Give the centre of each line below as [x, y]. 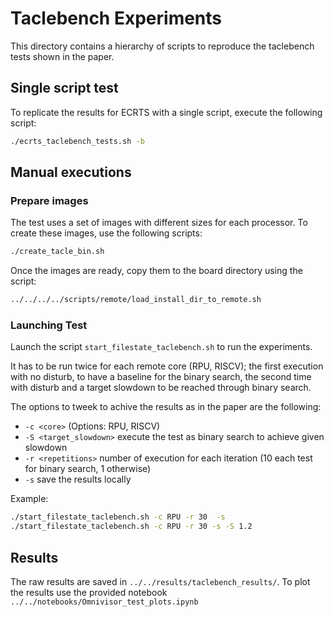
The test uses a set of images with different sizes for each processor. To [159, 223]
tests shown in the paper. [62, 56]
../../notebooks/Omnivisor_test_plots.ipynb [104, 602]
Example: [29, 499]
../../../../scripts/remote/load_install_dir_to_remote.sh [136, 300]
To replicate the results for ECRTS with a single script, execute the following [166, 112]
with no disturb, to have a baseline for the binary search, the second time [161, 377]
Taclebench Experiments [116, 18]
